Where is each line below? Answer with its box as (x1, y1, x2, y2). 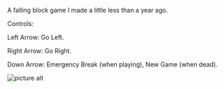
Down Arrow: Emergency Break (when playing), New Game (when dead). (7, 60, 218, 69)
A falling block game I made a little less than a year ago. (7, 6, 168, 14)
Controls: (7, 20, 34, 27)
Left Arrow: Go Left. (7, 33, 64, 41)
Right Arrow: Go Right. (7, 47, 72, 55)
